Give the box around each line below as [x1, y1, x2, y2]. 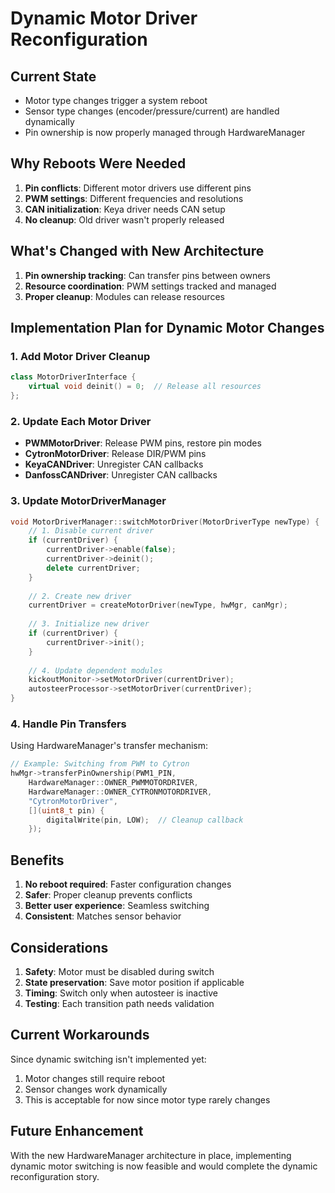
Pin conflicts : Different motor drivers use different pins [24, 182, 252, 194]
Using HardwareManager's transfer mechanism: [10, 740, 208, 752]
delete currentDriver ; [46, 563, 141, 573]
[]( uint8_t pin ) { [28, 805, 105, 816]
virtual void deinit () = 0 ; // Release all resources [28, 382, 262, 392]
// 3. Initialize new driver [28, 619, 150, 629]
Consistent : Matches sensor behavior [24, 910, 182, 922]
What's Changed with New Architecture [10, 243, 265, 260]
